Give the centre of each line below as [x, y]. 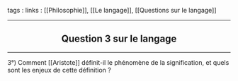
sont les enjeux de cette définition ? [59, 70]
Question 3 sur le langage [119, 39]
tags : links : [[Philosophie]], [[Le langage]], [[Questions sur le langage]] [112, 10]
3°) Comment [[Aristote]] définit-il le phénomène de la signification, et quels [118, 62]
